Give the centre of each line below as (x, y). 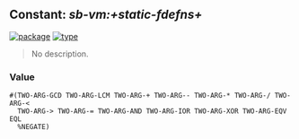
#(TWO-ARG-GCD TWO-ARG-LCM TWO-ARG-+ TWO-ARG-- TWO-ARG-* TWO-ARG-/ (140, 96)
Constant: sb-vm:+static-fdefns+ (106, 15)
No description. (60, 54)
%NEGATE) (34, 127)
